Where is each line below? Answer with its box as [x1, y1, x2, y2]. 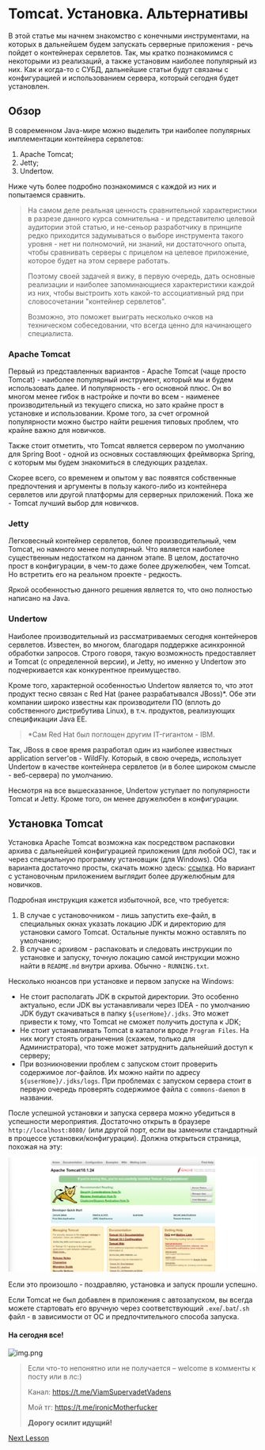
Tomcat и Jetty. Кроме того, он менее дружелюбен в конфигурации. [8, 794, 240, 803]
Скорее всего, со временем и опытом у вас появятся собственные [8, 473, 237, 483]
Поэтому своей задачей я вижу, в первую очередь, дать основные [27, 271, 256, 281]
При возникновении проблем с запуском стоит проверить [19, 1059, 218, 1069]
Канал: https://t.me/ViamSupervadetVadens [27, 1387, 172, 1396]
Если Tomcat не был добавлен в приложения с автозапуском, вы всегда [8, 1295, 253, 1305]
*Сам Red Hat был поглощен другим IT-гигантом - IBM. [27, 729, 215, 739]
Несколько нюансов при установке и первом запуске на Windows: [8, 977, 235, 986]
